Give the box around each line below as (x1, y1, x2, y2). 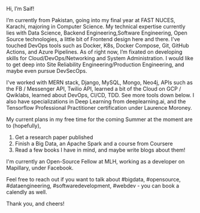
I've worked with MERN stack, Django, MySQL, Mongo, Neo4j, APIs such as (6, 79, 193, 86)
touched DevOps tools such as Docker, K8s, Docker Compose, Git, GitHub (6, 42, 190, 49)
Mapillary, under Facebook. (6, 164, 74, 171)
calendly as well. (6, 189, 48, 196)
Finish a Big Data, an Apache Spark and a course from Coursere (14, 140, 173, 147)
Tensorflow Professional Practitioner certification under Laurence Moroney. (6, 104, 192, 111)
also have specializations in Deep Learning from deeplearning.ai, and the (6, 98, 186, 105)
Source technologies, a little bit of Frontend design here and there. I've (6, 36, 181, 42)
